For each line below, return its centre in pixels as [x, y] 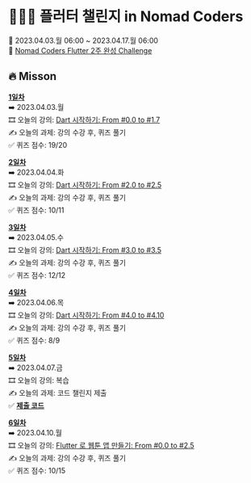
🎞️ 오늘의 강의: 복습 [39, 380]
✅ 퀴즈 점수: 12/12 [37, 275]
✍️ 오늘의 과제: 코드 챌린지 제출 [58, 393]
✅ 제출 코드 [26, 405]
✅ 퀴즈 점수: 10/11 [36, 210]
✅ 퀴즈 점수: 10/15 [37, 470]
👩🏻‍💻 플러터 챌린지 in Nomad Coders [126, 17]
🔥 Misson [33, 76]
